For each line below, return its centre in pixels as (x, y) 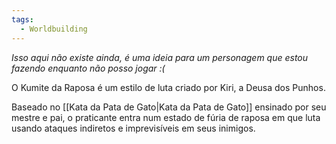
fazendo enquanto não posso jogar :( (88, 68)
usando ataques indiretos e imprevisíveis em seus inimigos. (133, 128)
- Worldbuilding (54, 29)
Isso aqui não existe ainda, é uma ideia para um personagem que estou (160, 57)
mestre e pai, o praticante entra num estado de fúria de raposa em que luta (166, 117)
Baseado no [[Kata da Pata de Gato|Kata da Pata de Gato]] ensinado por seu (169, 107)
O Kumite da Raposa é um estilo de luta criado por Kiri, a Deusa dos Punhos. (168, 87)
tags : (22, 19)
